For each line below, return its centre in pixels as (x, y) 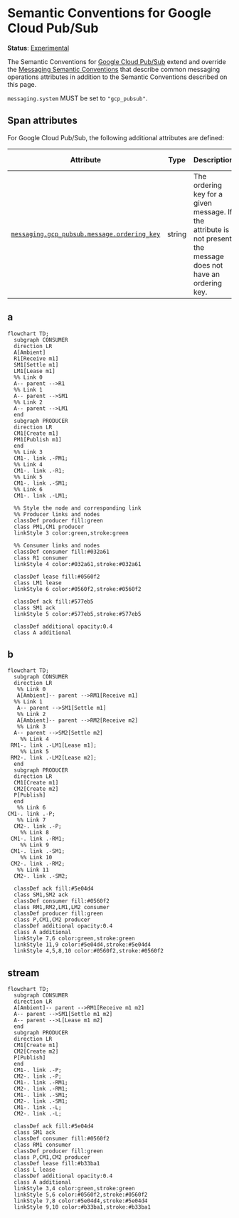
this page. (22, 84)
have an (207, 274)
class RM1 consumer (43, 1145)
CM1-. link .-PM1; (41, 458)
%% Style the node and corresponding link (78, 508)
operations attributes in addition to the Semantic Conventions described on (117, 77)
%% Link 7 (31, 820)
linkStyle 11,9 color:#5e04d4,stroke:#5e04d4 (83, 945)
